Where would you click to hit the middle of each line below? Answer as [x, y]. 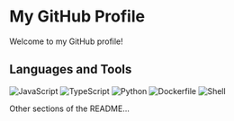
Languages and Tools [71, 69]
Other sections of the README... [70, 108]
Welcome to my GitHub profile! [66, 41]
